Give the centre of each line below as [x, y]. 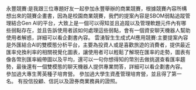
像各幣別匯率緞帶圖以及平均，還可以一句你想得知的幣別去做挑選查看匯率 [93, 59]
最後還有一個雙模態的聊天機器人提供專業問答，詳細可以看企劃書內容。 [101, 66]
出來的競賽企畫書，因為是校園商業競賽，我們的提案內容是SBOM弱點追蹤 [98, 16]
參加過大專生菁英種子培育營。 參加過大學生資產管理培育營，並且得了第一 [94, 74]
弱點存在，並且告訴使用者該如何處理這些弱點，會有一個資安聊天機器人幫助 [101, 30]
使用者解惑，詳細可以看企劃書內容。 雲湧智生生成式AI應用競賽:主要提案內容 [97, 37]
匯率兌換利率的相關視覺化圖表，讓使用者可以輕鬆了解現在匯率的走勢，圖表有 [98, 52]
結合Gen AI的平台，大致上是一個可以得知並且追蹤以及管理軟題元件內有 [96, 23]
